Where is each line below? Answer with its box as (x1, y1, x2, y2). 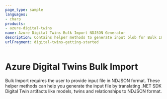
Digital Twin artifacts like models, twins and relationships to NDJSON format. (5, 88, 162, 94)
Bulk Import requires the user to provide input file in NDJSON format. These (5, 78, 160, 84)
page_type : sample (5, 7, 43, 12)
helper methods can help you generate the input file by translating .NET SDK (5, 83, 162, 89)
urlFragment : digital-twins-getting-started (5, 40, 99, 45)
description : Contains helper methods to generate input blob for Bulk (5, 35, 157, 40)
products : (5, 21, 26, 26)
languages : (5, 12, 28, 17)
